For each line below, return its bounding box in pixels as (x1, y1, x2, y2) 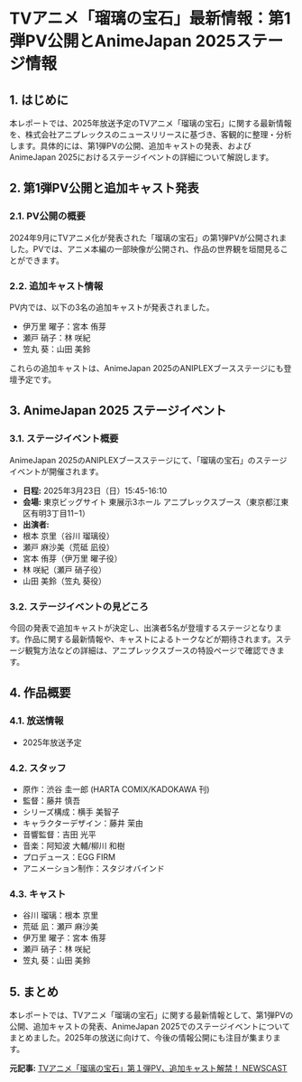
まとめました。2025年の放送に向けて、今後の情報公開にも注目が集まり (9, 1032, 273, 1043)
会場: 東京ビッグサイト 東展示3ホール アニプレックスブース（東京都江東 (22, 496, 289, 507)
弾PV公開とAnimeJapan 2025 (9, 31, 236, 51)
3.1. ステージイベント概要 (9, 433, 119, 445)
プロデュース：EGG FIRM (22, 851, 116, 863)
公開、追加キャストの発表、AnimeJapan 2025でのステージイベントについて (9, 1021, 290, 1032)
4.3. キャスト (9, 887, 67, 900)
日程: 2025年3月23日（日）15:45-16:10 (22, 485, 168, 496)
